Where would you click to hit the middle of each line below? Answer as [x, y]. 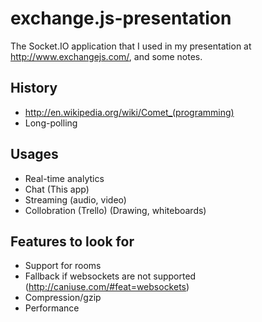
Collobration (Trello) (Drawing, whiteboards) [115, 210]
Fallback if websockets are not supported [110, 276]
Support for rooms [63, 266]
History [34, 88]
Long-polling [51, 123]
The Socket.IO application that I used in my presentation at [131, 46]
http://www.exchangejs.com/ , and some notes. [106, 56]
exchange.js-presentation [121, 18]
